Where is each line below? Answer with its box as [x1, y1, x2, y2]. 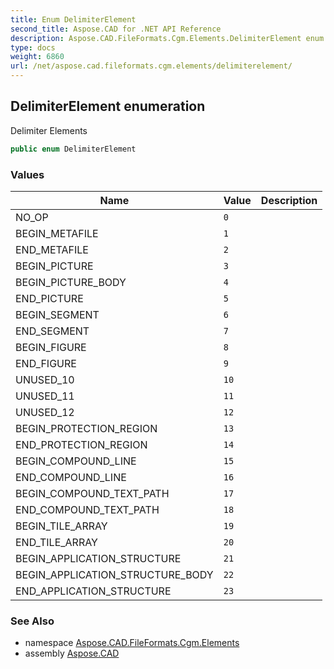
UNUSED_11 [15, 389, 75, 403]
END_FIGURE [15, 356, 77, 370]
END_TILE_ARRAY [15, 535, 98, 549]
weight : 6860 [10, 52, 65, 62]
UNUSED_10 [15, 372, 75, 386]
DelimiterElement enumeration [10, 98, 206, 115]
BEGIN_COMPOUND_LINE [15, 454, 137, 468]
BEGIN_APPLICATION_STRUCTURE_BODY [15, 567, 214, 581]
